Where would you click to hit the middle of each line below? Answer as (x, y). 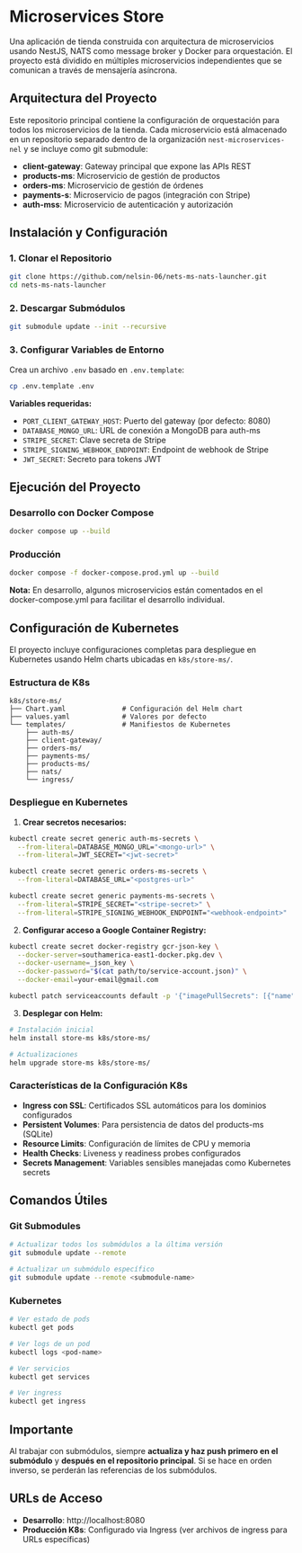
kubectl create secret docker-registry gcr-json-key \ (114, 946)
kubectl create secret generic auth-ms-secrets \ (104, 838)
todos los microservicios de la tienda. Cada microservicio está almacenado (148, 129)
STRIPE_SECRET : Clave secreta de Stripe (94, 440)
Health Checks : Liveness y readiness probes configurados (131, 1153)
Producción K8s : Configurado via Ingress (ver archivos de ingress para (155, 1530)
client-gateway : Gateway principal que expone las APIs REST (137, 166)
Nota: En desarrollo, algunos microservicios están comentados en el (136, 590)
